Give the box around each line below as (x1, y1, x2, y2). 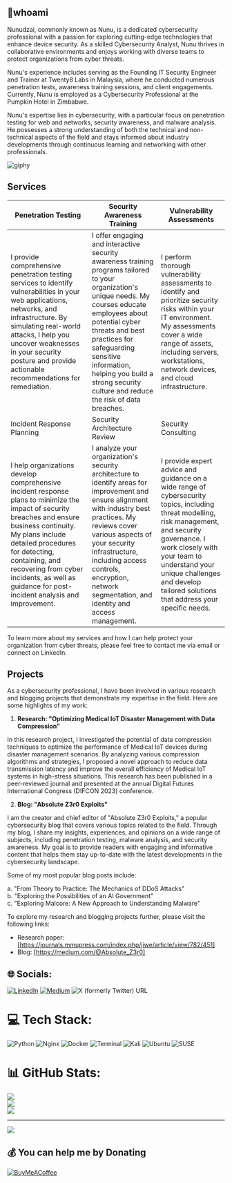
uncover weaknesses (10, 338, 80, 348)
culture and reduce (92, 386, 154, 395)
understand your (161, 559, 215, 569)
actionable (10, 364, 45, 374)
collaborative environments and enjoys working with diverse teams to (7, 47, 205, 55)
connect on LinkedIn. (7, 648, 67, 657)
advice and (161, 465, 197, 474)
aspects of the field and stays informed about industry (34, 133, 189, 141)
